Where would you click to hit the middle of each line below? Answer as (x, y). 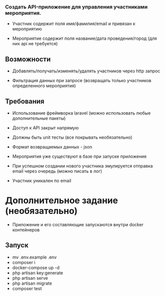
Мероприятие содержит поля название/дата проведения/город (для (84, 38)
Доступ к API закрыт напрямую (45, 128)
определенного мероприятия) (44, 86)
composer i (24, 262)
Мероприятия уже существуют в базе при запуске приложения (79, 156)
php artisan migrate (32, 283)
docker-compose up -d (36, 267)
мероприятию (27, 29)
